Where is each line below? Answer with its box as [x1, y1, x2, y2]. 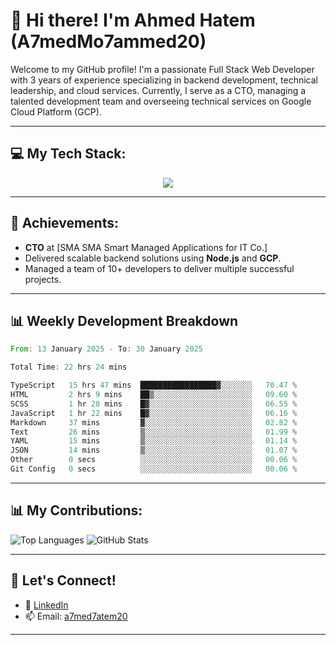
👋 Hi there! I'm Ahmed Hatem [10, 9, 256, 32]
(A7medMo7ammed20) [10, 30, 207, 53]
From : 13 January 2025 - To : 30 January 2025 [10, 344, 203, 354]
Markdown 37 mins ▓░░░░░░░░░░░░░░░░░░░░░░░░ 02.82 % [10, 417, 298, 428]
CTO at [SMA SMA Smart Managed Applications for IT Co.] [24, 241, 268, 253]
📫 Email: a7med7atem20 [24, 610, 128, 622]
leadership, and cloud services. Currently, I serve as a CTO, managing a [10, 84, 307, 96]
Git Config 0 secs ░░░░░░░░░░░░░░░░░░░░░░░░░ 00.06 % [10, 464, 298, 474]
